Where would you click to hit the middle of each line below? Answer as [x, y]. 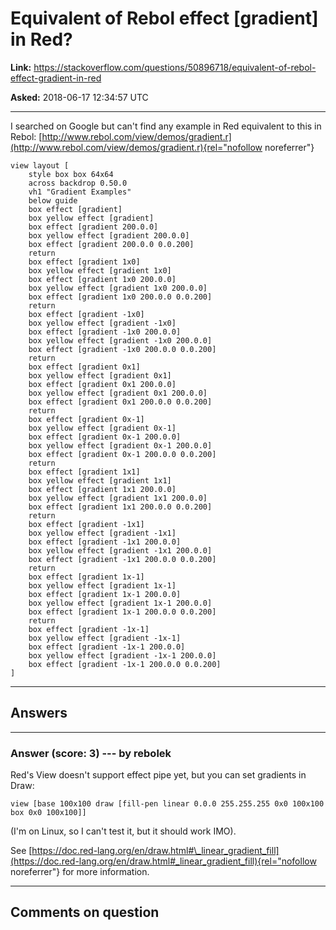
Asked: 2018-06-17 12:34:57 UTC [79, 97]
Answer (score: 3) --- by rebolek [91, 753]
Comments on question [85, 912]
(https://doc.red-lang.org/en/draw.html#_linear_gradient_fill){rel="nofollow [163, 861]
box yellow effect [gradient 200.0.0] [109, 235]
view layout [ [40, 165]
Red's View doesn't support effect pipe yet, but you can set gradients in [158, 775]
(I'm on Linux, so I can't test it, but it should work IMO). [123, 831]
